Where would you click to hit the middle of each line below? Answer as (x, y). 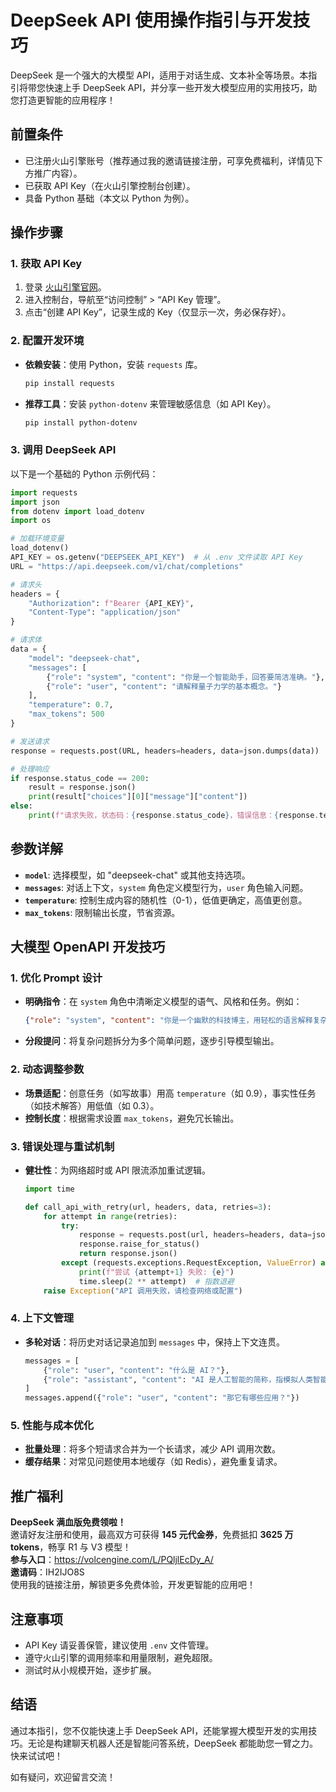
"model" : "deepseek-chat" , (84, 658)
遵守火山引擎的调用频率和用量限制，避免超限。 (121, 1658)
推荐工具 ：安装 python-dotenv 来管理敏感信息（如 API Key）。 (150, 403)
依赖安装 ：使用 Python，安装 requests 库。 (113, 364)
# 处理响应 (30, 769)
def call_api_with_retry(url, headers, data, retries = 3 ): (148, 1207)
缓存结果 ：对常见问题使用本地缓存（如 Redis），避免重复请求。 (153, 1462)
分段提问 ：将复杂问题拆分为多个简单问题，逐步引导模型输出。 (152, 1041)
